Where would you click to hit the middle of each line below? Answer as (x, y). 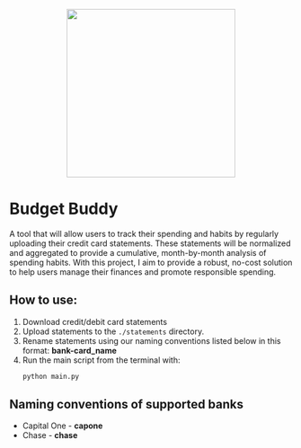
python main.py (51, 376)
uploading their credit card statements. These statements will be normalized (150, 243)
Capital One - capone (62, 426)
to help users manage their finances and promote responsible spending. (143, 272)
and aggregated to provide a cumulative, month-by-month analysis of (138, 252)
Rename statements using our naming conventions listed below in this (151, 340)
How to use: (44, 300)
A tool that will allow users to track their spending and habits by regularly (144, 233)
